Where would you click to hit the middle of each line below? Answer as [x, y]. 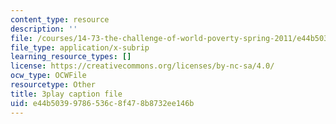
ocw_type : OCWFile [48, 76]
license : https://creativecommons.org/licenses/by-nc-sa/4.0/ [142, 66]
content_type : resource [60, 19]
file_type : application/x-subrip [80, 47]
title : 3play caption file [66, 94]
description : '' [44, 29]
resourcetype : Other [53, 85]
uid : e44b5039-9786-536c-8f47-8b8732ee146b [102, 103]
